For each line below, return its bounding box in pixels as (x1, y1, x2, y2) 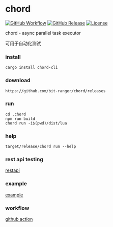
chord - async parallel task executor (5, 30, 81, 36)
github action (5, 216, 33, 222)
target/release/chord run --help (5, 144, 76, 149)
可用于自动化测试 (5, 40, 41, 46)
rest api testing (5, 156, 43, 163)
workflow (5, 205, 30, 212)
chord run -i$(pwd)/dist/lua (5, 120, 67, 125)
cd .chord (5, 112, 26, 117)
